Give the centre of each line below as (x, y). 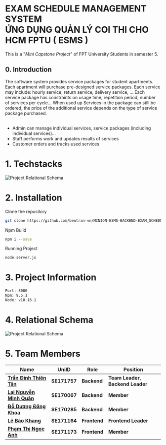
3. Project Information (51, 278)
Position (133, 369)
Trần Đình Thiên (27, 378)
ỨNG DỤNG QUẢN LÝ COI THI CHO (77, 30)
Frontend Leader (128, 421)
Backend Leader (128, 384)
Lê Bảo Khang (24, 421)
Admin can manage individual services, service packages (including (82, 128)
